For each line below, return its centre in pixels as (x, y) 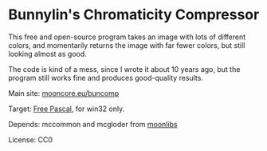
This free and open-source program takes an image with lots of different (127, 37)
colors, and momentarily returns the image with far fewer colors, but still (127, 45)
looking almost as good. (48, 54)
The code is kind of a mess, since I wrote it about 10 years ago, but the (124, 69)
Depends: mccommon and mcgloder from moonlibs (93, 124)
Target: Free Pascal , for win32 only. (67, 109)
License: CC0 (31, 139)
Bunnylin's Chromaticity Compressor (134, 15)
